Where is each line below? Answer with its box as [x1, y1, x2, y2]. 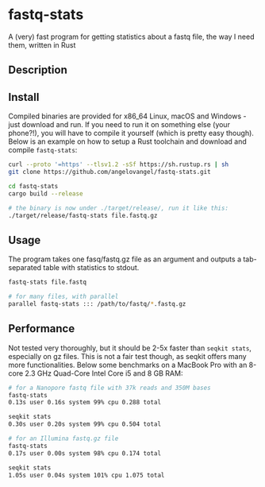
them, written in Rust [8, 40, 76, 49]
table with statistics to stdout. [43, 263, 140, 272]
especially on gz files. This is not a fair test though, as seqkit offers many [8, 351, 248, 361]
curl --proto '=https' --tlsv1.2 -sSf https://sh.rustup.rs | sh [8, 160, 229, 168]
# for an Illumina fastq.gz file [8, 435, 119, 443]
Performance [8, 322, 75, 335]
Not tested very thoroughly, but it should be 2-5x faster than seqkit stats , [8, 343, 252, 353]
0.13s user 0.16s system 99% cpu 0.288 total [8, 399, 161, 407]
